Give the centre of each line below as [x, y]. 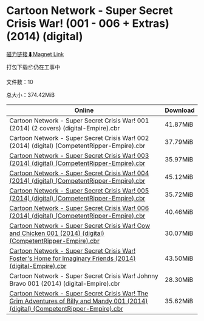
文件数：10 [20, 82]
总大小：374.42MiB [31, 94]
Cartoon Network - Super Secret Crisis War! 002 [79, 138]
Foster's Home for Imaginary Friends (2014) [73, 258]
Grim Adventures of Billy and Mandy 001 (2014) [79, 301]
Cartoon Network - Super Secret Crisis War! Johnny [84, 276]
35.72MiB [179, 194]
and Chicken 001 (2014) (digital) [57, 233]
